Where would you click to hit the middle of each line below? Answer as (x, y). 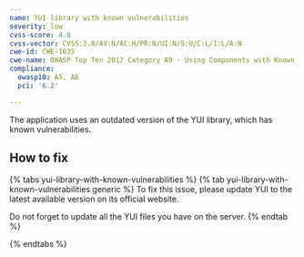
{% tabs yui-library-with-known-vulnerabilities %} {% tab (117, 180)
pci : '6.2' (38, 86)
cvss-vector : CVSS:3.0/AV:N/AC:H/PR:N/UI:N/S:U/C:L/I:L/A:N (126, 43)
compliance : (32, 69)
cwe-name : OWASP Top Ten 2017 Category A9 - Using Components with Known (152, 60)
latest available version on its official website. (94, 199)
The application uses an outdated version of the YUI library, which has (141, 119)
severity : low (36, 26)
